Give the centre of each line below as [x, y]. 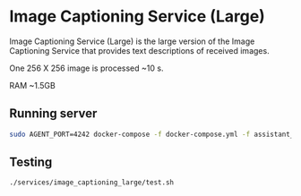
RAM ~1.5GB [32, 85]
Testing [31, 162]
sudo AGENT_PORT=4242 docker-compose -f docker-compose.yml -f [130, 134]
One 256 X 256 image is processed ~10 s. [86, 68]
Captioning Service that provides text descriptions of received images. [140, 50]
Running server [53, 114]
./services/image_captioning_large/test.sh [92, 183]
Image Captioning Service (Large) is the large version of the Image [132, 41]
